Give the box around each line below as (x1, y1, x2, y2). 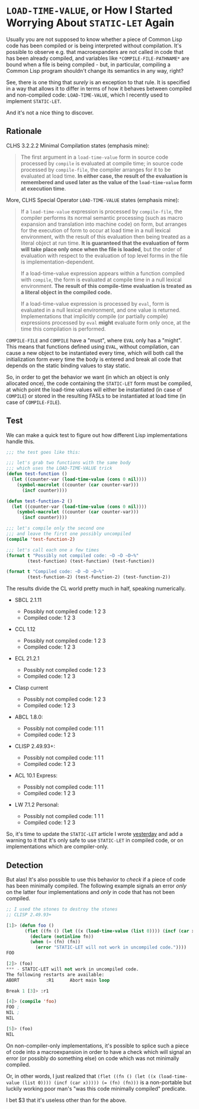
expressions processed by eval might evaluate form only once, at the (20, 319, 191, 326)
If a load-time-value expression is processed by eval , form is (20, 300, 170, 307)
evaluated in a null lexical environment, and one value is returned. (20, 306, 181, 313)
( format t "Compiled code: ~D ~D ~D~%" (6, 569, 105, 575)
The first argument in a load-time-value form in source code (20, 153, 169, 161)
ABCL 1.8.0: (14, 713, 43, 720)
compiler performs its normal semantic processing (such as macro (20, 214, 184, 221)
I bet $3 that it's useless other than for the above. (6, 1097, 127, 1104)
